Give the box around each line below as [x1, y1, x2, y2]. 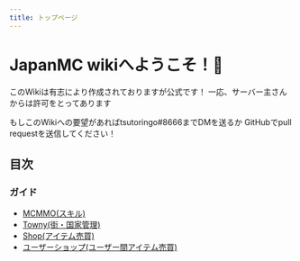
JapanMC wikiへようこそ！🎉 [9, 55, 223, 75]
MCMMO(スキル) [22, 208, 86, 219]
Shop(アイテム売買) [22, 230, 95, 241]
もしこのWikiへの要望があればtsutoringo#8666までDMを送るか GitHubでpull [9, 116, 292, 127]
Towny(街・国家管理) [22, 220, 101, 230]
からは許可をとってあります [9, 97, 112, 108]
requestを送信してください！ [9, 128, 117, 139]
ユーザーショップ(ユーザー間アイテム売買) [22, 242, 177, 253]
